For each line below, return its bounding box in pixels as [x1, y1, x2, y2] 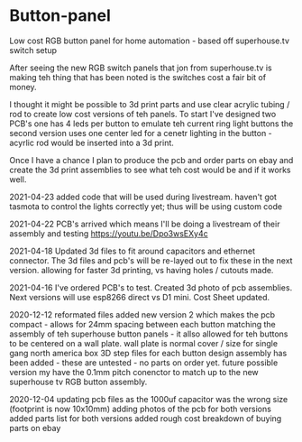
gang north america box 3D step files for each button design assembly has [9, 347, 288, 358]
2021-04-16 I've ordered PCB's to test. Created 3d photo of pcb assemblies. [9, 281, 293, 293]
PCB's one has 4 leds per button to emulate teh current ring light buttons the [9, 118, 294, 129]
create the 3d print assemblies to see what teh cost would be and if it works [9, 164, 291, 175]
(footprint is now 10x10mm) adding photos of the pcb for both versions [9, 403, 272, 414]
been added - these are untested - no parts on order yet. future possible [9, 357, 279, 368]
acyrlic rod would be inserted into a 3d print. [9, 137, 174, 148]
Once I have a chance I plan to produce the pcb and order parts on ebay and [9, 154, 294, 165]
